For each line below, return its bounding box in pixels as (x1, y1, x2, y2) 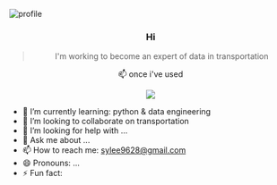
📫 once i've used (117, 69, 184, 80)
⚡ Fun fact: (22, 168, 63, 179)
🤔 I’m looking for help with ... (22, 125, 128, 136)
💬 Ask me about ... (22, 135, 91, 146)
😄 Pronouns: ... (22, 157, 81, 169)
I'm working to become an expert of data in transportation (55, 51, 269, 62)
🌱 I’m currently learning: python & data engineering (22, 106, 212, 117)
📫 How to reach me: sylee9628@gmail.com (22, 145, 186, 156)
